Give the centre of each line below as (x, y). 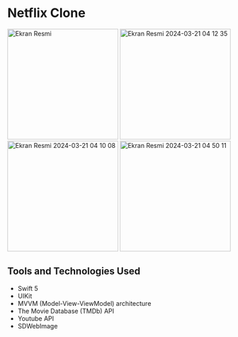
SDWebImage (38, 326)
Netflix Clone (47, 13)
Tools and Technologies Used (74, 272)
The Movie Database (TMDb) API (66, 311)
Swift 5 (28, 288)
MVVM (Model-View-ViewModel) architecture (84, 303)
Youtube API (36, 318)
